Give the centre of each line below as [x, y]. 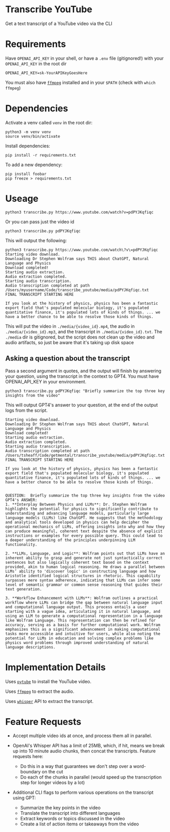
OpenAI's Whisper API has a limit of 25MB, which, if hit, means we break [89, 746]
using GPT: [24, 798]
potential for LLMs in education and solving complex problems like [79, 638]
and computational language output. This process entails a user [76, 607]
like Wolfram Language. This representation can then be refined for [81, 620]
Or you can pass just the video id [40, 222]
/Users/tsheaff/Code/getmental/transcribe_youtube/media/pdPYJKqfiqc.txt [85, 455]
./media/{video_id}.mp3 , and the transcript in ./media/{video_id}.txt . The [84, 331]
